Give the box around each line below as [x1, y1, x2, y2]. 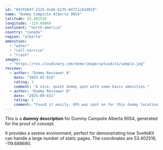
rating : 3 [14, 79, 34, 84]
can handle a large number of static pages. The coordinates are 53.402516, [5, 135, 157, 141]
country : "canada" [5, 30, 42, 35]
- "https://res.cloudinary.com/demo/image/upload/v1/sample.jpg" [9, 61, 145, 66]
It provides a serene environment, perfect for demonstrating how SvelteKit [5, 130, 155, 136]
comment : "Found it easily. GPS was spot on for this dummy [14, 102, 139, 107]
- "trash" [9, 52, 29, 57]
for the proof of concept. [5, 121, 55, 127]
